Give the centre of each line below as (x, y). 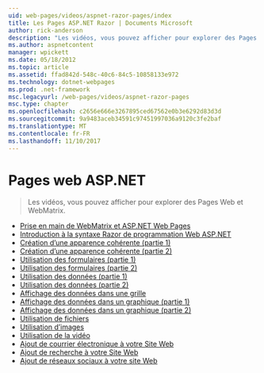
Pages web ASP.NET (77, 180)
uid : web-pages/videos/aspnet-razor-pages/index (90, 15)
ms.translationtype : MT (48, 126)
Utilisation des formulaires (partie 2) (78, 268)
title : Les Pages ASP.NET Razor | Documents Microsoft (101, 23)
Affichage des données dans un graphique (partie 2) (105, 310)
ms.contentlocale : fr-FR (49, 133)
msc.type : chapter (38, 104)
